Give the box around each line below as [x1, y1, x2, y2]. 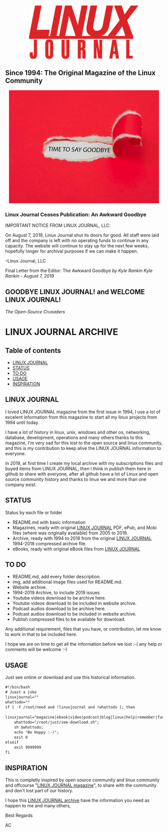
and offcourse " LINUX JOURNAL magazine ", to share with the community [5, 782, 156, 788]
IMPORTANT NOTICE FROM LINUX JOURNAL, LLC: [5, 222, 111, 228]
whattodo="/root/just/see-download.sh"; [14, 720, 99, 725]
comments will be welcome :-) [5, 646, 67, 653]
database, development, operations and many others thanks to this [5, 434, 143, 440]
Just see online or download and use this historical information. [5, 674, 136, 680]
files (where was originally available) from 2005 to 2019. [12, 530, 128, 536]
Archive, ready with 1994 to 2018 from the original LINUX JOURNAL [12, 535, 152, 541]
